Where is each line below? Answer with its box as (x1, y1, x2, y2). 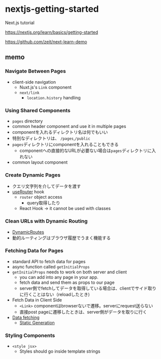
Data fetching (12, 314, 40, 320)
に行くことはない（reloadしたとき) (19, 291, 90, 297)
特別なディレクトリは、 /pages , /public (12, 135, 91, 141)
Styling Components (5, 332, 55, 339)
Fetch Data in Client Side (12, 297, 62, 303)
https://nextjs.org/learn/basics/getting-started (5, 29, 98, 35)
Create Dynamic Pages (5, 171, 61, 178)
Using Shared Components (5, 107, 71, 114)
